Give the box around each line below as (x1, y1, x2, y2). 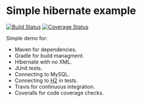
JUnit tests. (14, 64, 43, 71)
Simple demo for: (6, 34, 48, 41)
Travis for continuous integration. (14, 83, 95, 90)
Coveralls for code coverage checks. (14, 89, 104, 96)
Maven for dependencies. (14, 45, 77, 53)
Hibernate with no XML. (14, 58, 72, 65)
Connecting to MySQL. (14, 71, 70, 78)
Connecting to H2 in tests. (14, 77, 78, 84)
